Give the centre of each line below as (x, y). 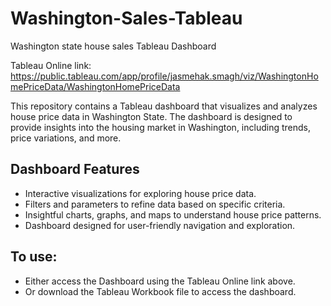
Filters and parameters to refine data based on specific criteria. (155, 204)
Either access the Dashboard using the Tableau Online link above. (160, 281)
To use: (34, 257)
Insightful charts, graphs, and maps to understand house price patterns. (173, 214)
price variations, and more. (66, 138)
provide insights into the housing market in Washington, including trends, (160, 127)
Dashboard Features (75, 169)
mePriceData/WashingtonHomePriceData (95, 86)
